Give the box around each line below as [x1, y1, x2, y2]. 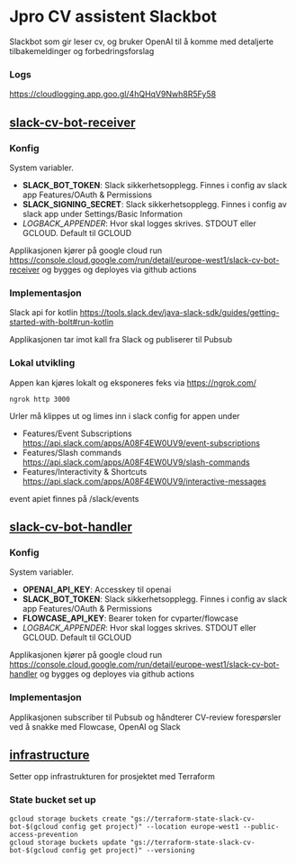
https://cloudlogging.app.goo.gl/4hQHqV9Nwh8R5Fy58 [9, 88, 217, 100]
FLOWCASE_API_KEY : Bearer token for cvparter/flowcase [22, 613, 238, 623]
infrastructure [9, 747, 90, 762]
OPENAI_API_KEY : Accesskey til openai [22, 584, 172, 596]
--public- [242, 822, 280, 831]
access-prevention [9, 830, 78, 839]
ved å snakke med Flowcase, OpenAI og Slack [9, 721, 182, 732]
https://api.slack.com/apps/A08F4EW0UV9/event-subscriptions [22, 437, 261, 448]
